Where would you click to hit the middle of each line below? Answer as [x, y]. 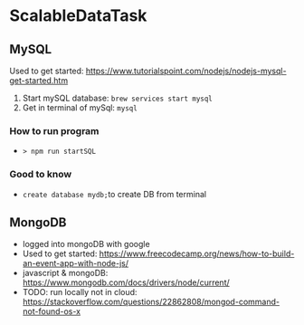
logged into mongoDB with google [86, 244]
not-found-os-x [52, 311]
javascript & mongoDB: [65, 273]
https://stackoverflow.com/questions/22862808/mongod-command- [151, 302]
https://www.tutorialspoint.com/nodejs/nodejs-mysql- [186, 71]
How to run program [54, 130]
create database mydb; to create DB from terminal [114, 194]
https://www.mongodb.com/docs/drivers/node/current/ [126, 282]
